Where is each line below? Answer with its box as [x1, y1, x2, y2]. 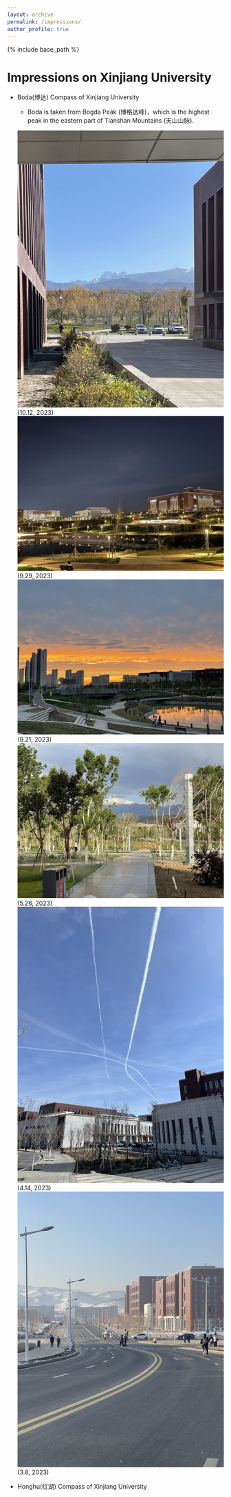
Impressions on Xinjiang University [7, 70, 212, 85]
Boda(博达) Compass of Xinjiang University [16, 93, 140, 101]
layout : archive [7, 11, 54, 18]
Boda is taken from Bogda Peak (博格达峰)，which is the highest [27, 108, 210, 116]
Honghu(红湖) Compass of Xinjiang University [16, 1483, 148, 1491]
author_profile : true [7, 26, 69, 32]
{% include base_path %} [7, 45, 80, 54]
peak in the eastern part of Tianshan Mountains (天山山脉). [27, 116, 195, 125]
